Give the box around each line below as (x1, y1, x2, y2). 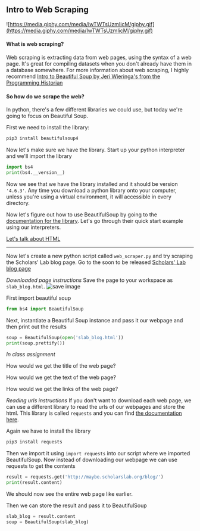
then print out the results (6, 323, 67, 330)
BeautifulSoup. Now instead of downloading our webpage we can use (6, 456, 177, 464)
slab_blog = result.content (6, 514, 76, 520)
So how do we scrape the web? (6, 92, 85, 100)
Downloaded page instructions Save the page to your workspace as (6, 277, 173, 284)
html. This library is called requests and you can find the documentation (6, 409, 183, 417)
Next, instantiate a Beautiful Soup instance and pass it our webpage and (6, 316, 183, 324)
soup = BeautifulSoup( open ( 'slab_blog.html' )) (6, 334, 124, 340)
